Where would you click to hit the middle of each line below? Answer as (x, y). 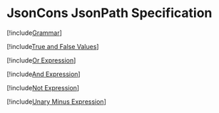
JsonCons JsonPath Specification (109, 13)
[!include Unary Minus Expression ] (56, 102)
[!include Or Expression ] (41, 60)
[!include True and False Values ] (53, 46)
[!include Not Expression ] (43, 87)
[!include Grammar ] (34, 33)
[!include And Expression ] (44, 74)
